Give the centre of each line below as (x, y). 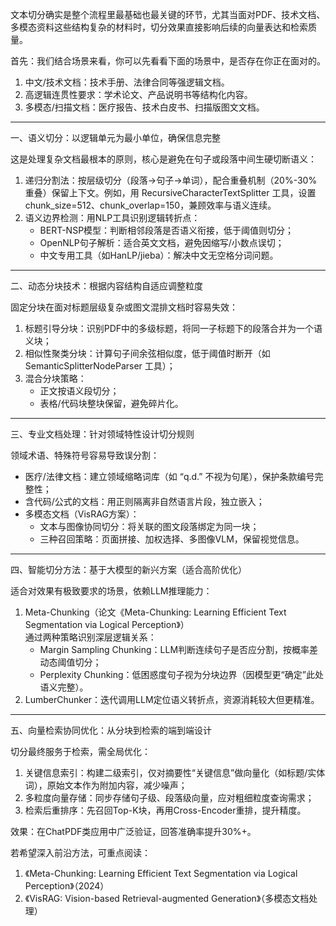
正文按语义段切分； (79, 391)
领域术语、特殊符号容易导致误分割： (85, 455)
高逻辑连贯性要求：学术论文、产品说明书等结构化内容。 (138, 94)
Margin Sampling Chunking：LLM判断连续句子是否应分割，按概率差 (179, 649)
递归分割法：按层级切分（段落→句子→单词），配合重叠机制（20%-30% (171, 180)
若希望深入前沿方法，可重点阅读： (80, 852)
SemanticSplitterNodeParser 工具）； (100, 366)
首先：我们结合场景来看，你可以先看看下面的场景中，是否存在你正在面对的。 (168, 61)
